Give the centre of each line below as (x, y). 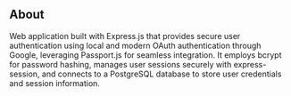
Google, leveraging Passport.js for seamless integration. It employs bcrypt (145, 55)
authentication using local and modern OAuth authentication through (135, 45)
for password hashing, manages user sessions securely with (121, 64)
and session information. (55, 83)
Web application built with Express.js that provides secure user (125, 36)
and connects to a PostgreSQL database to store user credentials (162, 74)
